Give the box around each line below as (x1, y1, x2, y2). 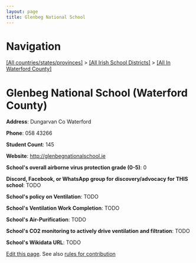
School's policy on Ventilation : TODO (6, 193, 99, 200)
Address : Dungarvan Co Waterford (6, 118, 92, 125)
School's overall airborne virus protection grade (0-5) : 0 (6, 164, 147, 171)
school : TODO (6, 181, 41, 189)
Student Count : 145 (6, 141, 54, 148)
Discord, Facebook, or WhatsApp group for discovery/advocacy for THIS (6, 176, 188, 183)
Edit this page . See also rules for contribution (6, 251, 116, 258)
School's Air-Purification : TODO (6, 216, 87, 223)
